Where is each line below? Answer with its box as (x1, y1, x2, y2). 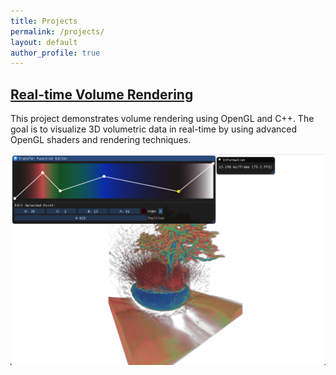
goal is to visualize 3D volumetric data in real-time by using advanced (10, 123, 298, 135)
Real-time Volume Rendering (10, 86, 194, 103)
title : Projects (10, 16, 78, 26)
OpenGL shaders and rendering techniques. (10, 134, 192, 146)
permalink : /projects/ (10, 26, 105, 37)
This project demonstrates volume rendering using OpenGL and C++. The (10, 113, 315, 125)
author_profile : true (10, 48, 101, 58)
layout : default (10, 37, 78, 47)
